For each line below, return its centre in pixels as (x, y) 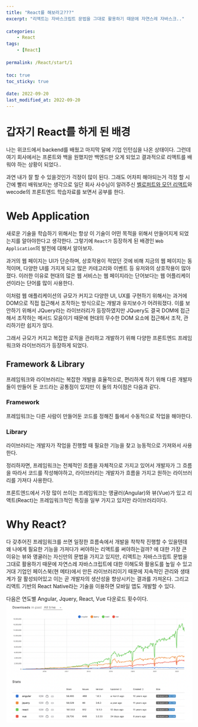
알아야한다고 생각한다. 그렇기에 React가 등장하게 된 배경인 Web (92, 241)
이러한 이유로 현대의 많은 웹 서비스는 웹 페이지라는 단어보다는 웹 (92, 275)
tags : (13, 44)
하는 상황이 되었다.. (39, 164)
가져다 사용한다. (35, 480)
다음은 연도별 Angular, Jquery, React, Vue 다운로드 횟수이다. (77, 599)
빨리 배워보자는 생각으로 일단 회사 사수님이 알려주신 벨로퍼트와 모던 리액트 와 (105, 184)
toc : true (18, 75)
